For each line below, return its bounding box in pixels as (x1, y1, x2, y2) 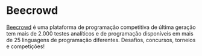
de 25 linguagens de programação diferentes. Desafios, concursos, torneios (6, 36, 196, 43)
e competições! (6, 43, 45, 50)
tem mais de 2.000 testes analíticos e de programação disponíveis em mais (6, 30, 194, 37)
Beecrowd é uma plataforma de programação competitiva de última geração (6, 23, 196, 31)
